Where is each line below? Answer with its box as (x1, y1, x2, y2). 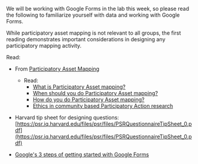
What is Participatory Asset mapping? (32, 83, 126, 90)
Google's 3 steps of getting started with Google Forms (14, 151, 150, 158)
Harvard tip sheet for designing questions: (14, 114, 120, 121)
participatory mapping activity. (6, 42, 82, 49)
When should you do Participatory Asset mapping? (32, 90, 159, 96)
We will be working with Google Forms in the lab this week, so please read (6, 5, 190, 12)
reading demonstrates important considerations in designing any (6, 36, 166, 42)
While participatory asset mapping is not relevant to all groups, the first (6, 29, 181, 37)
